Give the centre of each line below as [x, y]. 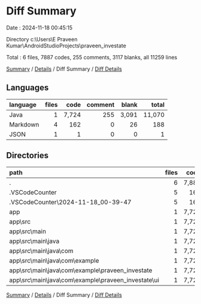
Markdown [24, 124]
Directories [28, 156]
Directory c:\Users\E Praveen [42, 39]
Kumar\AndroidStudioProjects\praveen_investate [66, 46]
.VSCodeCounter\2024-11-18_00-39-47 [70, 202]
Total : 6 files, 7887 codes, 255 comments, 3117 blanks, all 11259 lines [92, 57]
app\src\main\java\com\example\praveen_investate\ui [84, 280]
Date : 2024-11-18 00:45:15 [39, 28]
